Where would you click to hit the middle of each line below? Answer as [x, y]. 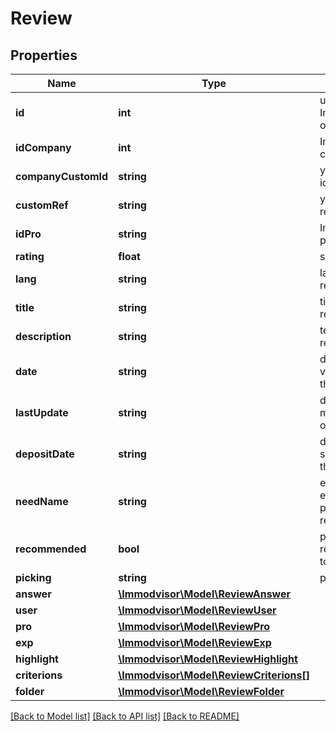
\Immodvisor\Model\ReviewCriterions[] [214, 675]
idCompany [43, 147]
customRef [42, 205]
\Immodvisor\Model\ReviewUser [197, 610]
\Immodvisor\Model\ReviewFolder [201, 691]
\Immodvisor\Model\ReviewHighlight [208, 659]
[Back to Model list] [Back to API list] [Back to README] [125, 716]
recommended [51, 549]
